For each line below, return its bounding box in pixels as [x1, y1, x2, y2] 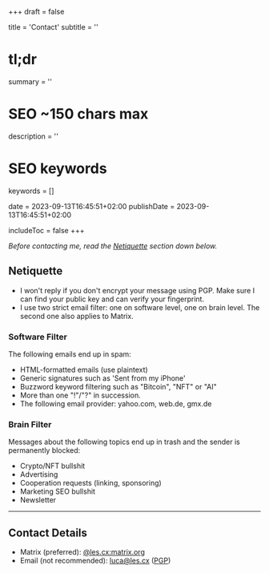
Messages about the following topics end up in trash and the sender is [8, 437, 240, 447]
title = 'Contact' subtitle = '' [8, 22, 98, 31]
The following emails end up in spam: [8, 349, 132, 359]
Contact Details [8, 526, 88, 539]
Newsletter [19, 495, 57, 505]
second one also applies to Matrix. [19, 311, 134, 321]
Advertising [19, 470, 58, 479]
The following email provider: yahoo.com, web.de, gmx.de [19, 398, 212, 408]
